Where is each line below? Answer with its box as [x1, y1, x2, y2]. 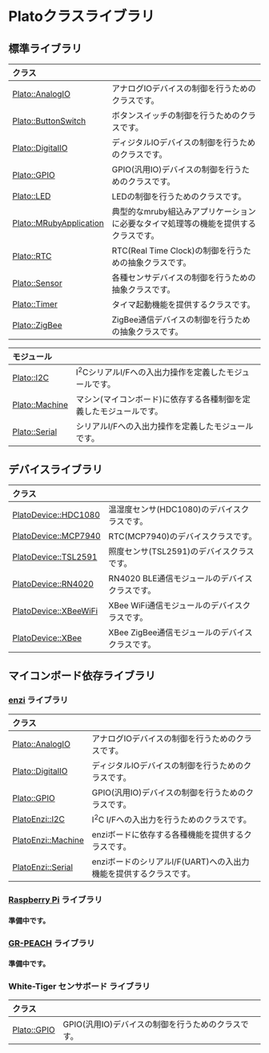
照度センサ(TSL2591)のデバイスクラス [108, 546, 255, 557]
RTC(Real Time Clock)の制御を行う [111, 245, 243, 256]
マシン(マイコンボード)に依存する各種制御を [75, 394, 243, 405]
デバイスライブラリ [8, 462, 103, 476]
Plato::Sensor [12, 278, 62, 288]
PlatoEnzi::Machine [12, 834, 84, 846]
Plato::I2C [12, 372, 50, 384]
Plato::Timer [12, 299, 58, 309]
